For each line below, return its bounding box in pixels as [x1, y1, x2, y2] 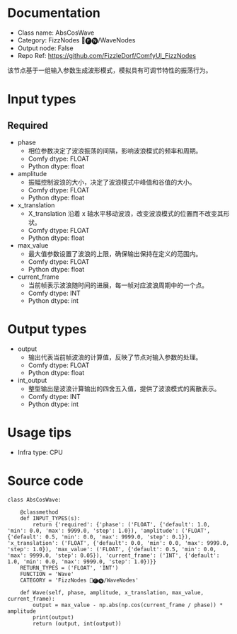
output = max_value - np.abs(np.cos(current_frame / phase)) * [33, 601, 223, 609]
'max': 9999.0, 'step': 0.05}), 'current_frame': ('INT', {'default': [7, 552, 220, 559]
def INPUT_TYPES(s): [20, 514, 81, 521]
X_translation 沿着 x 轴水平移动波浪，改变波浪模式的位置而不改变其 [28, 209, 224, 217]
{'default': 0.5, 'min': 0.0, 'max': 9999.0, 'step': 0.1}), [7, 533, 192, 541]
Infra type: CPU [17, 448, 64, 456]
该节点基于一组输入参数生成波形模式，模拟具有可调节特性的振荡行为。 [7, 66, 212, 74]
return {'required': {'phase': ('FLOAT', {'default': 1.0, [33, 521, 211, 528]
